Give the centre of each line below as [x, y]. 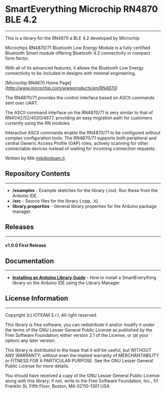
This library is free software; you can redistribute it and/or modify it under [80, 325]
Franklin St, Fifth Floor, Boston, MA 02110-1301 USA [57, 386]
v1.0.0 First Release [26, 245]
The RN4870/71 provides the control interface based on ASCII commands [80, 97]
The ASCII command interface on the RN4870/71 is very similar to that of [79, 112]
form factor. [17, 58]
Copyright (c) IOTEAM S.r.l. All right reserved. [51, 315]
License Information [37, 298]
